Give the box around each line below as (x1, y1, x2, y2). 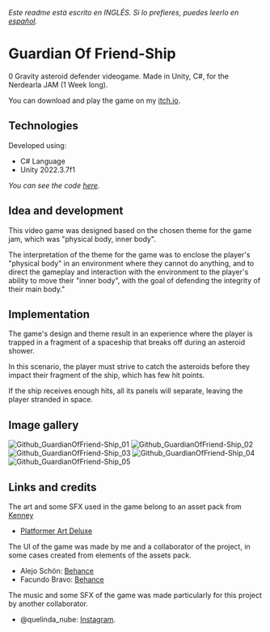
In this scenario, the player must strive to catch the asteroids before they (8, 362, 251, 371)
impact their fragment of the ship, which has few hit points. (8, 371, 205, 380)
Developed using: (8, 140, 67, 150)
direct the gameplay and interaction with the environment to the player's (8, 267, 249, 277)
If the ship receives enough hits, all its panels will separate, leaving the (8, 386, 243, 396)
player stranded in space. (8, 395, 93, 405)
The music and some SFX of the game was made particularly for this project (8, 591, 263, 600)
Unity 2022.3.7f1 (19, 164, 75, 174)
